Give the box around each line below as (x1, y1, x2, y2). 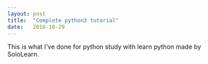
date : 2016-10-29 (7, 23, 65, 30)
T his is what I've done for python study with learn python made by (7, 43, 202, 51)
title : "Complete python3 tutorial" (7, 17, 119, 24)
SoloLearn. (7, 50, 40, 58)
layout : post (7, 10, 46, 18)
